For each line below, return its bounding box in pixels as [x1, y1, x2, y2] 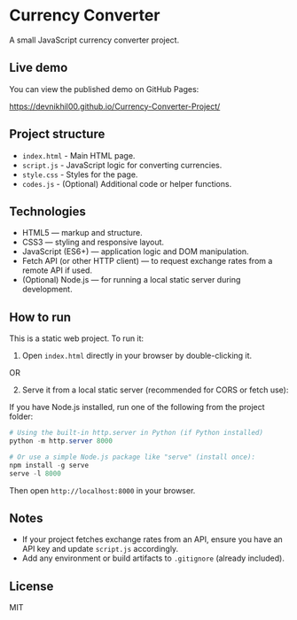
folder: [9, 411, 34, 422]
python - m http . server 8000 [9, 437, 113, 446]
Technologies [9, 204, 87, 219]
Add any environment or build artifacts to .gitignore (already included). [21, 553, 285, 563]
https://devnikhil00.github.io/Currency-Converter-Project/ [9, 101, 221, 112]
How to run [9, 309, 72, 324]
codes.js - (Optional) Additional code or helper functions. [21, 178, 232, 189]
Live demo [9, 60, 68, 75]
